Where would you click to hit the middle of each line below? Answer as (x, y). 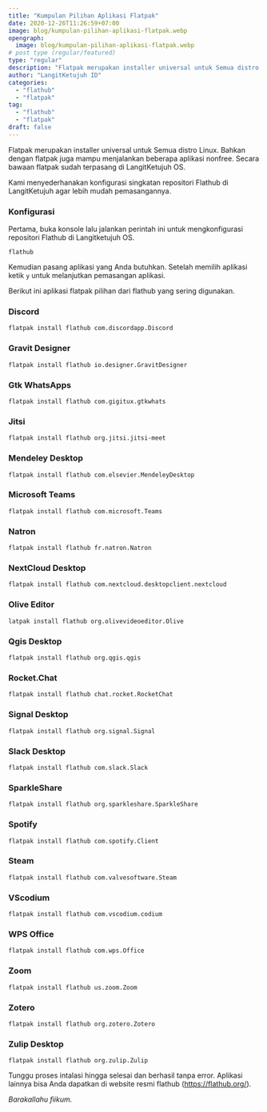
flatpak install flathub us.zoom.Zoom (73, 987)
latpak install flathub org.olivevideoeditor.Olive (96, 621)
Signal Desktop (38, 715)
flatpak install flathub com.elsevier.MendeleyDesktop (102, 475)
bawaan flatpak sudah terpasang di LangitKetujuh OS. (97, 167)
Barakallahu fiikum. (40, 1099)
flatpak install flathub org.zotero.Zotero (82, 1024)
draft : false (30, 127)
